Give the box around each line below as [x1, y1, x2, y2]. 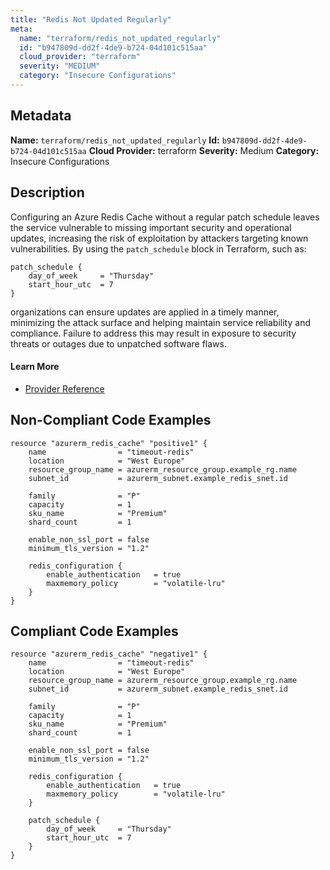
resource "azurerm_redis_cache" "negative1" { [10, 649, 208, 660]
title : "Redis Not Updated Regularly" [10, 14, 172, 25]
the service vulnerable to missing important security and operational [10, 221, 292, 233]
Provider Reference [24, 382, 105, 395]
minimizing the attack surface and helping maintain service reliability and [10, 316, 311, 328]
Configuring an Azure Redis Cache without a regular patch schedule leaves [10, 211, 320, 223]
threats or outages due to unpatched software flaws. [10, 337, 227, 350]
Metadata [10, 107, 72, 125]
